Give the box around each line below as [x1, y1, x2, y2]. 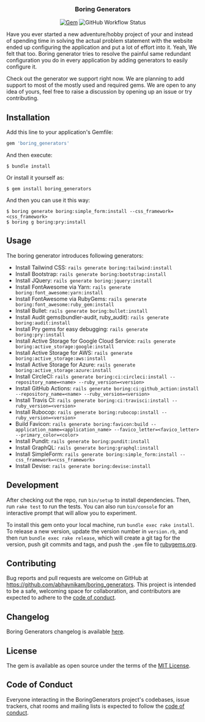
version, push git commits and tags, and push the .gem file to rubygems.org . [6, 540, 198, 548]
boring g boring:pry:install [12, 219, 86, 225]
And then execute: [6, 151, 53, 158]
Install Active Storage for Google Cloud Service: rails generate [15, 337, 176, 344]
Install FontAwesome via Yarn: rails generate [15, 283, 132, 291]
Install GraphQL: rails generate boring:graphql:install [15, 444, 159, 451]
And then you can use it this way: [6, 196, 91, 204]
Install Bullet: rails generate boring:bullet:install [15, 307, 148, 314]
